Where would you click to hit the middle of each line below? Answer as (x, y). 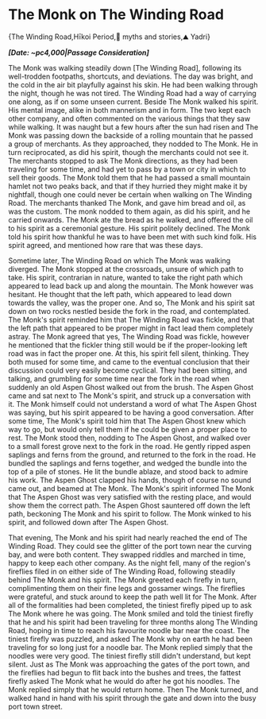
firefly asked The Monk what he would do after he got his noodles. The (124, 681)
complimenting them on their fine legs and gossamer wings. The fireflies (127, 588)
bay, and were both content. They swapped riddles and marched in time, (127, 555)
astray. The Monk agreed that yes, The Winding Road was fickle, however (129, 336)
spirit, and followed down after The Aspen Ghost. (89, 522)
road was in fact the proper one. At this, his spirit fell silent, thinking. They (129, 353)
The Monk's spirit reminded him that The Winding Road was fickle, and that (131, 319)
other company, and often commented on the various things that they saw (129, 118)
